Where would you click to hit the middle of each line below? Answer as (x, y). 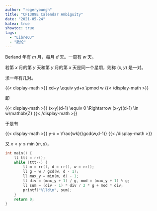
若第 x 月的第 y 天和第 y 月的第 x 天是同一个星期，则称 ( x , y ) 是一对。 (76, 67)
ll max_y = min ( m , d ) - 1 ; (51, 176)
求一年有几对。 (20, 78)
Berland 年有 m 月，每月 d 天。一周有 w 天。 (51, 57)
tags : (11, 33)
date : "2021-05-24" (25, 19)
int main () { (19, 153)
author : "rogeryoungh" (29, 10)
